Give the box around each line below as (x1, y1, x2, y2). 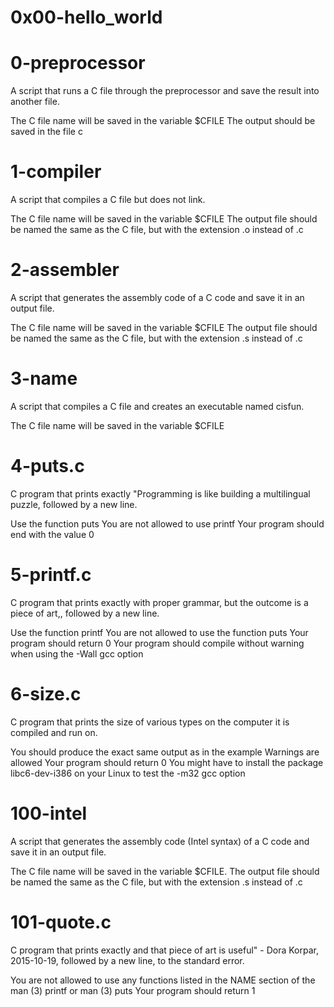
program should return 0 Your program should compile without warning (10, 637, 305, 649)
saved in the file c (10, 126, 83, 138)
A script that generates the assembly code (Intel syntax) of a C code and (10, 835, 310, 847)
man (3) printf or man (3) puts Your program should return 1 (10, 984, 256, 996)
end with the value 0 (10, 528, 95, 540)
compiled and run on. (10, 726, 98, 738)
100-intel (10, 802, 88, 825)
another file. (10, 96, 60, 108)
